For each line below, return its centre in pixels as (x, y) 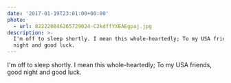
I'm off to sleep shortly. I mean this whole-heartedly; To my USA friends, (109, 65)
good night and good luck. (44, 72)
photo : (16, 20)
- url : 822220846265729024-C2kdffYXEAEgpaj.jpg (83, 26)
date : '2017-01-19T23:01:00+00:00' (58, 13)
